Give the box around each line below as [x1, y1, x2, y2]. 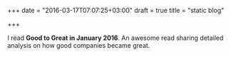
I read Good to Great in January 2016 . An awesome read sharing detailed [7, 33, 224, 42]
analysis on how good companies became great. [7, 41, 150, 49]
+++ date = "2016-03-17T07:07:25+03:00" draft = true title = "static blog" [7, 6, 225, 14]
